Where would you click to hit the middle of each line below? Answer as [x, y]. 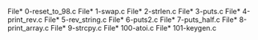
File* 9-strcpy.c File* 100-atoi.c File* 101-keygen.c [134, 28]
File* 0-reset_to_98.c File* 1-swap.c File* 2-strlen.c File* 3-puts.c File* [124, 11]
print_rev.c [25, 20]
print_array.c [28, 28]
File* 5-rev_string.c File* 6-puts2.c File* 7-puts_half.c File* [141, 20]
